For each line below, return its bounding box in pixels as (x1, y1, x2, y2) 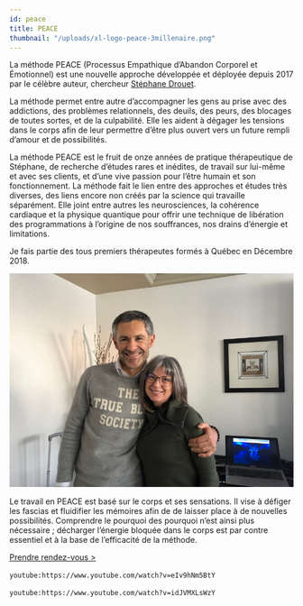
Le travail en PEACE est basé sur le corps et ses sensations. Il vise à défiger (9, 496, 291, 507)
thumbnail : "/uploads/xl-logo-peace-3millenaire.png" (9, 33, 216, 42)
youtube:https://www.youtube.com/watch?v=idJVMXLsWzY (9, 588, 216, 597)
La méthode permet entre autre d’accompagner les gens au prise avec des (9, 96, 287, 107)
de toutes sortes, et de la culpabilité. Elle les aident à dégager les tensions (9, 115, 285, 126)
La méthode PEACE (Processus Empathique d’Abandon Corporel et (9, 60, 258, 70)
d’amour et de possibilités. (9, 134, 107, 145)
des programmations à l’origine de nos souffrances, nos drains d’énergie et (9, 219, 289, 230)
